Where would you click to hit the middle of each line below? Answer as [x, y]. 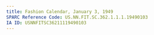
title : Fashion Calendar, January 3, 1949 [60, 12]
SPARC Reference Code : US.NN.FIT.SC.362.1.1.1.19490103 [77, 17]
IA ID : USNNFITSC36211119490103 [46, 23]
